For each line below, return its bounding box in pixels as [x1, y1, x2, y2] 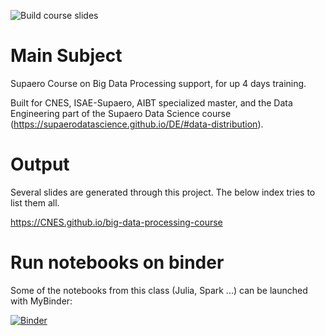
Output [10, 153, 70, 176]
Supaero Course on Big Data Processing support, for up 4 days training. [10, 77, 307, 89]
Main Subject [10, 45, 123, 67]
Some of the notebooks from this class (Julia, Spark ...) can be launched [10, 284, 308, 296]
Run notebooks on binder [10, 251, 225, 274]
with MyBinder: [10, 295, 73, 307]
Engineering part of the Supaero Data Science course [10, 107, 232, 119]
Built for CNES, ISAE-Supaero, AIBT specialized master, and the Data [10, 96, 293, 109]
